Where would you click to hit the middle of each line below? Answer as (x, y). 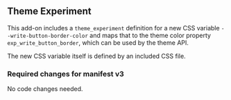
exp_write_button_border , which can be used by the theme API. (98, 42)
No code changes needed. (45, 89)
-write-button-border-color (48, 36)
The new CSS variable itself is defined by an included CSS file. (96, 56)
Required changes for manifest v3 (66, 74)
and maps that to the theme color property (151, 35)
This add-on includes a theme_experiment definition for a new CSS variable (113, 28)
